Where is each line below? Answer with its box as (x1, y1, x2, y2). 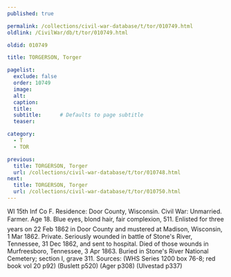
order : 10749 (13, 80, 51, 87)
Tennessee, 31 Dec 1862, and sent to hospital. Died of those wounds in (7, 240, 209, 248)
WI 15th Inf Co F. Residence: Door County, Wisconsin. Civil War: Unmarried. (7, 207, 223, 215)
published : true (7, 10, 54, 17)
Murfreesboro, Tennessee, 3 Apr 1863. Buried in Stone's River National (7, 247, 209, 255)
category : (7, 131, 36, 138)
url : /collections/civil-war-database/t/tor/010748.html (13, 169, 181, 176)
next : (7, 175, 23, 182)
